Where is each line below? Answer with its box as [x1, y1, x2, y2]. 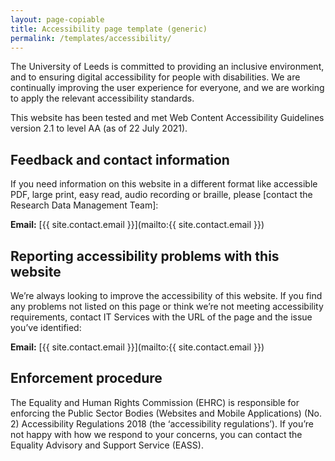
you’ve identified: [10, 322, 82, 333]
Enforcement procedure [10, 370, 163, 387]
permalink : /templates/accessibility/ [10, 33, 172, 43]
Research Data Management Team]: [10, 199, 159, 211]
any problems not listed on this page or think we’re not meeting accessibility [10, 301, 324, 312]
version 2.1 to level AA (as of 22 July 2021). [10, 122, 188, 135]
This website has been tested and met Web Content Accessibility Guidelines [10, 112, 325, 124]
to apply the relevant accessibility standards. [10, 92, 195, 105]
